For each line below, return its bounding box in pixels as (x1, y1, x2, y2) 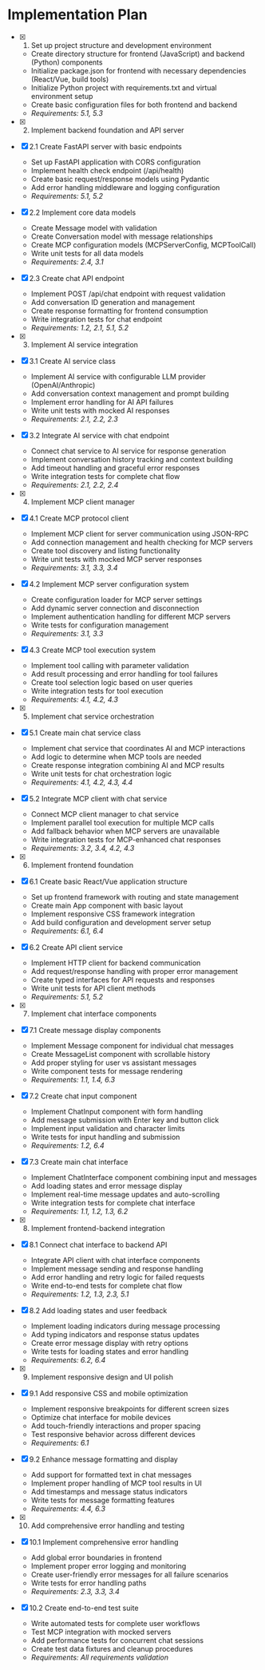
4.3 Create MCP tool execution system (29, 645, 156, 655)
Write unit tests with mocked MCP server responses (30, 554, 203, 564)
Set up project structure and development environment (30, 40, 212, 49)
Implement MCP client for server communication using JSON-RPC (30, 528, 249, 538)
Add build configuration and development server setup (30, 917, 212, 927)
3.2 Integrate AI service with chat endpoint (29, 430, 169, 440)
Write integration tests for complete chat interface (30, 1197, 196, 1207)
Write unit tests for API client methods (30, 983, 156, 993)
